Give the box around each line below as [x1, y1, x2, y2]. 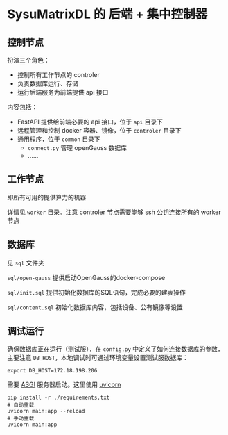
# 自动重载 [7, 402, 35, 409]
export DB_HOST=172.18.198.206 [7, 368, 98, 375]
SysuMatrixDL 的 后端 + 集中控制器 [7, 6, 208, 22]
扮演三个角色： [7, 56, 50, 64]
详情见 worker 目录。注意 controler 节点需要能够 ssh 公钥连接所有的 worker [7, 208, 221, 216]
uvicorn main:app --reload [7, 408, 85, 415]
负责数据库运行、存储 [17, 79, 78, 88]
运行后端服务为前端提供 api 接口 [17, 88, 109, 96]
